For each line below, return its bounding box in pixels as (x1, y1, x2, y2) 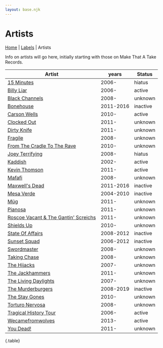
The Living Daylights (7, 277, 55, 284)
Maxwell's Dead (7, 182, 45, 189)
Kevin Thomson (7, 166, 44, 173)
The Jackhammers (7, 269, 50, 276)
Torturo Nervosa (7, 301, 46, 308)
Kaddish (7, 158, 27, 165)
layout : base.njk (5, 7, 41, 12)
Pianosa (7, 206, 26, 213)
